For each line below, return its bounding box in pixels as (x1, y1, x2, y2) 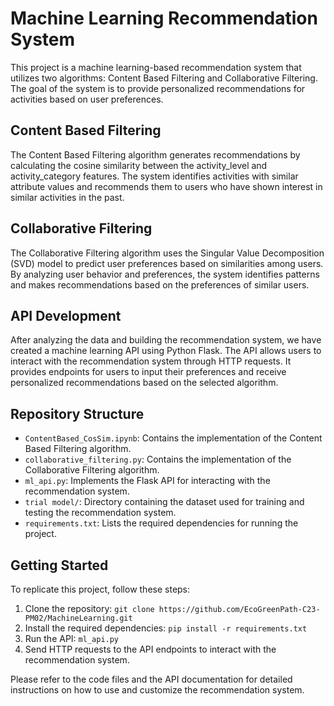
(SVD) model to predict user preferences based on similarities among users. (10, 257, 324, 269)
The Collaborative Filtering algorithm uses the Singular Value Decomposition (10, 247, 325, 259)
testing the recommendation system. (24, 507, 177, 519)
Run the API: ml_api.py (24, 633, 120, 644)
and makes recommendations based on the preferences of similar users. (10, 278, 310, 291)
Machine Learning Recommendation (10, 7, 318, 30)
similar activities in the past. (10, 191, 125, 203)
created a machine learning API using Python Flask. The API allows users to (10, 345, 322, 357)
